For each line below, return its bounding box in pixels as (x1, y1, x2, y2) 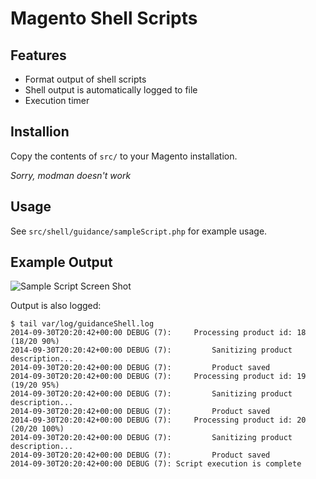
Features (10, 47, 67, 64)
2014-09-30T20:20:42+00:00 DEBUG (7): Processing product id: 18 (10, 328, 307, 338)
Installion (10, 123, 70, 141)
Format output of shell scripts (24, 73, 147, 85)
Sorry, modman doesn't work (10, 169, 132, 181)
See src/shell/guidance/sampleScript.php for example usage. (10, 225, 268, 237)
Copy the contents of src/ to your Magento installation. (10, 150, 238, 162)
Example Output (10, 254, 113, 271)
